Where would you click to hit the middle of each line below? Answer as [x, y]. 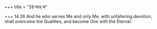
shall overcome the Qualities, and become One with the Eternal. [68, 21]
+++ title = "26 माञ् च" [26, 7]
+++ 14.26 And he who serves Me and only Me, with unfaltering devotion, [78, 16]
